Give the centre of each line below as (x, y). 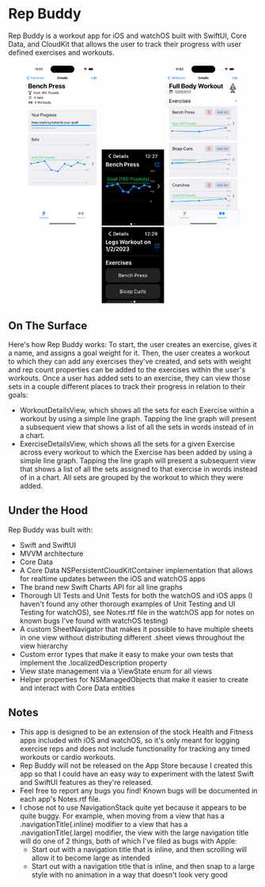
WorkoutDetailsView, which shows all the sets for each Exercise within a (137, 410)
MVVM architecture (51, 553)
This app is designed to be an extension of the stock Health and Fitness (136, 731)
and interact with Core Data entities (78, 688)
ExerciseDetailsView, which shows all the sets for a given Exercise (127, 444)
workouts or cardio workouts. (68, 757)
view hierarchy (44, 646)
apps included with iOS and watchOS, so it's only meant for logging (129, 740)
